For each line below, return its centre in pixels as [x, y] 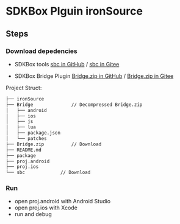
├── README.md [24, 150]
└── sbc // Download [48, 173]
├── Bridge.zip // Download [54, 144]
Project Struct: [24, 88]
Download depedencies [41, 51]
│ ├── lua [21, 127]
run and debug [33, 214]
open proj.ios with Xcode [46, 208]
